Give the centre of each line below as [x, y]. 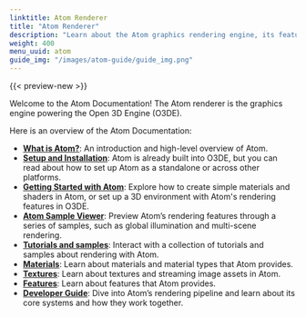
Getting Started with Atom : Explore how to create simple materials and [156, 187]
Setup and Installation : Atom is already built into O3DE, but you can [150, 158]
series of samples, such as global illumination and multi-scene [139, 225]
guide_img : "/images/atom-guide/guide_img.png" [102, 60]
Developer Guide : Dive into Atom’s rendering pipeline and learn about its [159, 293]
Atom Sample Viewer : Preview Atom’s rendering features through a [149, 216]
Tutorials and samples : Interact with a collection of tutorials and [143, 245]
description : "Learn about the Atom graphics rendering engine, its [142, 35]
